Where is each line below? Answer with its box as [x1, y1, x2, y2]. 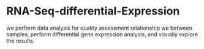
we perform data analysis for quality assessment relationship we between [6, 24, 193, 31]
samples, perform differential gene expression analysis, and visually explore [6, 30, 198, 38]
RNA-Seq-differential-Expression [6, 4, 180, 18]
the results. [6, 37, 35, 44]
